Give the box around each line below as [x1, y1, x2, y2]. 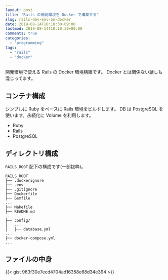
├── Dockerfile [5, 191, 37, 196]
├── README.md [5, 209, 35, 214]
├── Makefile [5, 205, 33, 210]
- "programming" [10, 41, 44, 46]
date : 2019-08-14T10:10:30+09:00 [5, 21, 76, 27]
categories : [5, 36, 30, 41]
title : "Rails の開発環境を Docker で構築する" [5, 12, 99, 17]
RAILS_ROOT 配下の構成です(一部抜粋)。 [5, 164, 86, 170]
